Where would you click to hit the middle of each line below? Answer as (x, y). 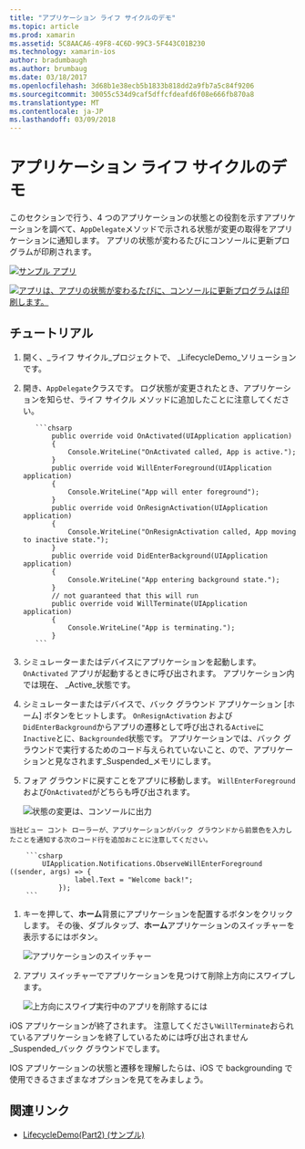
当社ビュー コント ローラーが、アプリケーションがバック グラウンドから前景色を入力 (147, 830)
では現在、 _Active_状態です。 (79, 684)
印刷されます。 (69, 252)
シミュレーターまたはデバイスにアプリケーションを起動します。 (142, 662)
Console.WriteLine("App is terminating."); (152, 627)
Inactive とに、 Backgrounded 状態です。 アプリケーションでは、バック (152, 738)
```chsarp (54, 428)
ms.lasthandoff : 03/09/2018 (63, 120)
